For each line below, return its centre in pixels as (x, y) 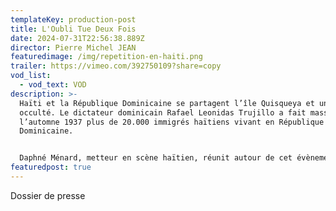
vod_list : (31, 76)
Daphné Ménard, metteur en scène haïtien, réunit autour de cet (156, 158)
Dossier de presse (48, 195)
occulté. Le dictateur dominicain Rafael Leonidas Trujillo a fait (163, 112)
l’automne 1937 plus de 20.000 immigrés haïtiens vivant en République (172, 122)
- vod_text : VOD (53, 85)
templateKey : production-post (73, 19)
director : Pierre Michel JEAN (73, 47)
